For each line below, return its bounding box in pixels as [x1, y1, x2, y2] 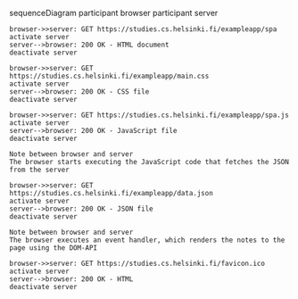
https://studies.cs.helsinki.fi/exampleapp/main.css [9, 71, 210, 80]
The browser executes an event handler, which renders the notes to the [9, 236, 286, 245]
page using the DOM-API [9, 244, 98, 253]
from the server [9, 165, 70, 174]
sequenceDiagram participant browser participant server [9, 8, 219, 18]
